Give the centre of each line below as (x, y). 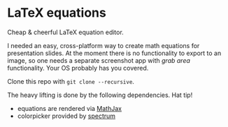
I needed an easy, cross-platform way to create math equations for (104, 45)
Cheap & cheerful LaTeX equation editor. (65, 32)
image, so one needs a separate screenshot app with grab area (99, 60)
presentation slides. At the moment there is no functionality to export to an (114, 53)
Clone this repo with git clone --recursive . (71, 81)
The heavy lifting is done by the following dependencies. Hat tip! (100, 95)
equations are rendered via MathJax (70, 108)
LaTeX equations (57, 13)
